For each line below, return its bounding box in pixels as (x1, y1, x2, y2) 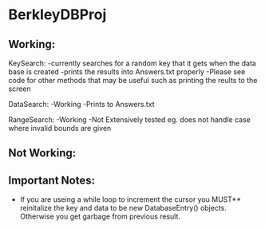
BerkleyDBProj (8, 6, 107, 24)
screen (8, 84, 32, 93)
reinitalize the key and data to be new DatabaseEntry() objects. (19, 203, 227, 213)
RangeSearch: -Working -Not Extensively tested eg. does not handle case (8, 115, 251, 124)
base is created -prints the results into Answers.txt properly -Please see (8, 67, 246, 77)
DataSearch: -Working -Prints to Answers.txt (8, 100, 155, 109)
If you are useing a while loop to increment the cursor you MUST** (19, 195, 242, 204)
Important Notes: (8, 173, 96, 187)
